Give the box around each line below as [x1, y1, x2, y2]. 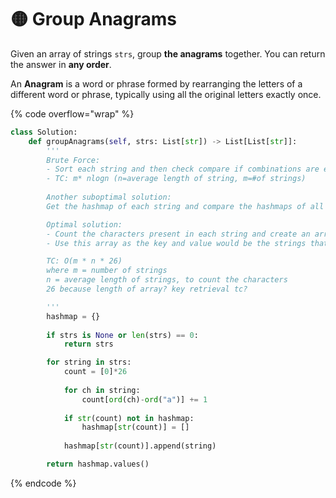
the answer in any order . [10, 58, 112, 70]
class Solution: [10, 127, 78, 137]
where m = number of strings [46, 266, 168, 276]
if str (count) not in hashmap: [63, 413, 195, 423]
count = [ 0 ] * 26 [63, 367, 128, 377]
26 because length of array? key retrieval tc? [46, 284, 248, 295]
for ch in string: [63, 385, 141, 395]
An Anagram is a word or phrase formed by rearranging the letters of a [10, 77, 303, 90]
